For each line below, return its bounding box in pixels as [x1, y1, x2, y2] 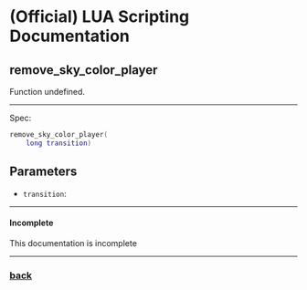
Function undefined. [9, 87, 85, 97]
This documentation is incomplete [9, 237, 137, 248]
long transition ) [26, 139, 92, 148]
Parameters [9, 164, 78, 180]
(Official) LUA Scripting [9, 6, 190, 27]
